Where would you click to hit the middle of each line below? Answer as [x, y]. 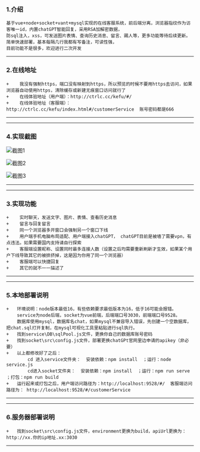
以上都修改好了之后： [39, 353]
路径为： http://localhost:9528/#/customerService [68, 390]
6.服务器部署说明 [31, 418]
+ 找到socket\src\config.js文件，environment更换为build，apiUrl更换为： [96, 431]
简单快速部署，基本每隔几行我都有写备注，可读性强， [62, 42]
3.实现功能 [21, 203]
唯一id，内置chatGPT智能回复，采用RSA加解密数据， [66, 30]
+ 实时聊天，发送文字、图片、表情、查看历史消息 [62, 218]
